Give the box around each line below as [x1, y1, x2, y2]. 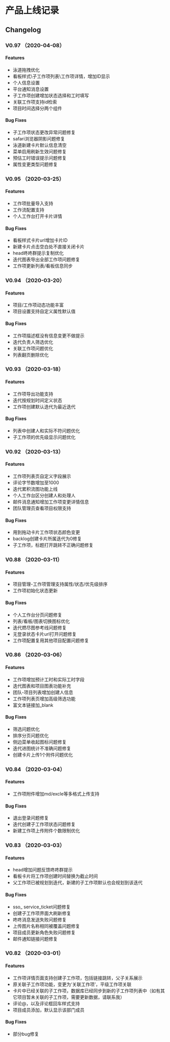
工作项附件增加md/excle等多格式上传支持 [12, 791, 100, 797]
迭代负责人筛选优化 [12, 339, 54, 345]
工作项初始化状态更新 [12, 588, 58, 594]
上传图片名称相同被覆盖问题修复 [12, 923, 80, 929]
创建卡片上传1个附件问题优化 [12, 752, 73, 758]
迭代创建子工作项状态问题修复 [12, 821, 76, 827]
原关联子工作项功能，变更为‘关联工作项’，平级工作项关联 [12, 981, 132, 987]
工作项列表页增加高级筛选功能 [12, 695, 76, 702]
